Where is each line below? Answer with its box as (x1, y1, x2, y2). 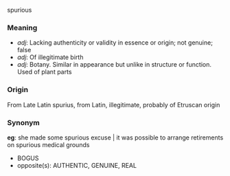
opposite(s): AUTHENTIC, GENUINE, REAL (16, 161, 137, 169)
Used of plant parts (16, 68, 72, 76)
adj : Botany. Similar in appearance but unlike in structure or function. (16, 60, 211, 69)
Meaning (7, 23, 38, 32)
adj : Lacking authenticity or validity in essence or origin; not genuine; (16, 38, 213, 47)
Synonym (7, 118, 40, 127)
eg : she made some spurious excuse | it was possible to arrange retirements (7, 133, 224, 142)
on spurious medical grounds (7, 140, 90, 148)
